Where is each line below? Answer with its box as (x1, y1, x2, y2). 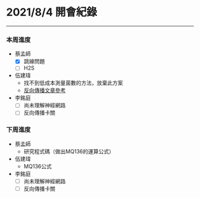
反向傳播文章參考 (23, 87, 66, 94)
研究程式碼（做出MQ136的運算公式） (23, 147, 114, 155)
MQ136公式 (23, 162, 52, 170)
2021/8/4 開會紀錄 (6, 5, 97, 19)
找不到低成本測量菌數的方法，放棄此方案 (23, 79, 123, 86)
